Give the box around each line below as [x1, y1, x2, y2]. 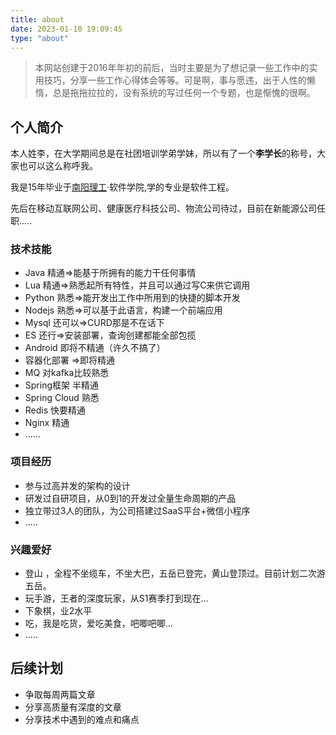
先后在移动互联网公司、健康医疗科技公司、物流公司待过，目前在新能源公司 [10, 202, 317, 215]
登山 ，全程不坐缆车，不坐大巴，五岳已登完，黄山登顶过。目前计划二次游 [24, 567, 326, 580]
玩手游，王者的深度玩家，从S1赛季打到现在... [24, 592, 209, 605]
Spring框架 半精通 [24, 379, 99, 391]
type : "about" [10, 33, 70, 43]
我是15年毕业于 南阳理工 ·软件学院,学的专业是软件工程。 [10, 181, 235, 193]
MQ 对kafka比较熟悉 [24, 367, 110, 379]
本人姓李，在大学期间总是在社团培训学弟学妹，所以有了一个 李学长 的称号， [10, 147, 317, 160]
